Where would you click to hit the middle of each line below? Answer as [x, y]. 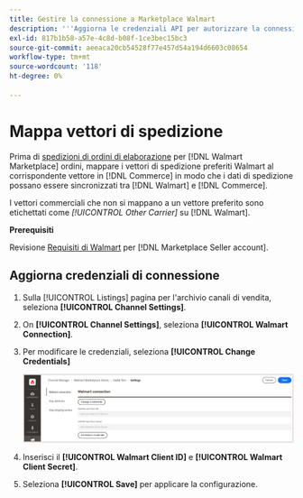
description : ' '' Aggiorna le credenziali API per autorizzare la [134, 28]
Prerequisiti [32, 229]
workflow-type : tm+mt [50, 57]
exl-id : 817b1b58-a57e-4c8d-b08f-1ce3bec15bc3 [98, 38]
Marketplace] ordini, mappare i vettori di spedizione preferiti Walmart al [142, 166]
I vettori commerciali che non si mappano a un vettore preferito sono [137, 202]
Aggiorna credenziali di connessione [115, 276]
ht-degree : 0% [36, 77]
